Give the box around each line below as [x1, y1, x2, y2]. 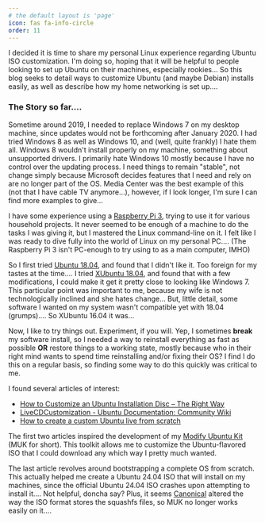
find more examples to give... [8, 195, 103, 205]
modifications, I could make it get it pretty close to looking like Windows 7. [8, 277, 250, 286]
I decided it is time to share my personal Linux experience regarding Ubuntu [8, 48, 256, 58]
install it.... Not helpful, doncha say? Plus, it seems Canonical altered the [8, 489, 244, 498]
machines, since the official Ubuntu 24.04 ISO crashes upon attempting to [8, 480, 251, 490]
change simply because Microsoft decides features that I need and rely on [8, 170, 252, 179]
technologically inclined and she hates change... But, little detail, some [8, 294, 238, 303]
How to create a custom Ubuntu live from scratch [19, 416, 181, 425]
